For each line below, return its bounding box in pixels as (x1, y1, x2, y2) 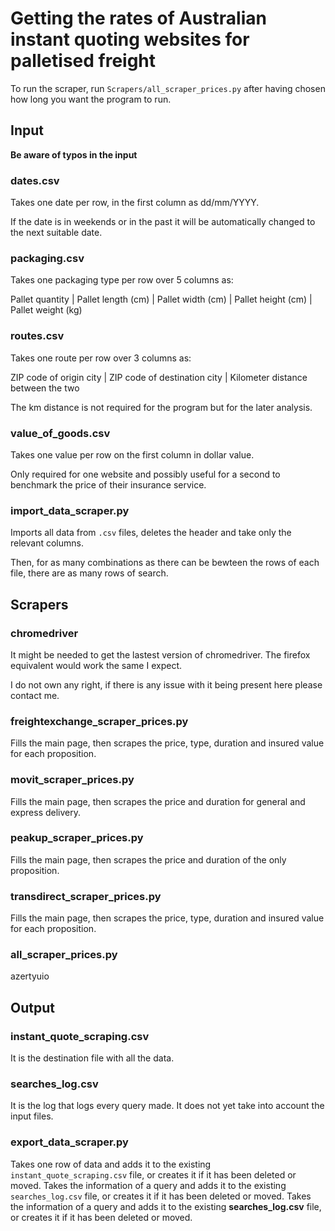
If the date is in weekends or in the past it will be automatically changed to (10, 216, 316, 228)
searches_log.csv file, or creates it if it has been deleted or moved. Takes (10, 1190, 312, 1202)
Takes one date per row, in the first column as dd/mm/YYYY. (10, 197, 260, 209)
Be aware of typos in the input (10, 148, 138, 161)
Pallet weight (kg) (10, 304, 83, 316)
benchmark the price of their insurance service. (10, 478, 207, 491)
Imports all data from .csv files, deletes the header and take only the (10, 527, 292, 539)
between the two (10, 382, 80, 394)
